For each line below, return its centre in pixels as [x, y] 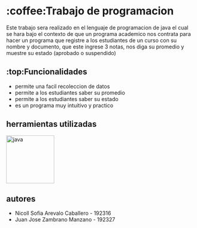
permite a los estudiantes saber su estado [66, 99]
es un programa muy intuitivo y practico [64, 105]
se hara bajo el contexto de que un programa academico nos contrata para [99, 34]
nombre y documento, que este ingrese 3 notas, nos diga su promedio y [95, 47]
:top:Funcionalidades [47, 72]
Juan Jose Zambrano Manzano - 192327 [65, 220]
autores [21, 199]
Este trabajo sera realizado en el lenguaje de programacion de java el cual [97, 28]
